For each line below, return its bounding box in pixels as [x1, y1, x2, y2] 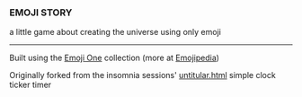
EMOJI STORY [9, 6, 73, 19]
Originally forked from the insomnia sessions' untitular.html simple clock [9, 70, 276, 81]
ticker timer [9, 79, 52, 91]
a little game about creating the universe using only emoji [9, 27, 222, 38]
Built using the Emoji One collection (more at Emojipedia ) [9, 52, 220, 64]
